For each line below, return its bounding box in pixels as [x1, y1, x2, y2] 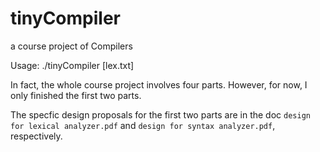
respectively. [10, 130, 63, 142]
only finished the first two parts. [10, 89, 142, 101]
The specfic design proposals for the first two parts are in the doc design [10, 108, 311, 121]
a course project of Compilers [10, 40, 133, 52]
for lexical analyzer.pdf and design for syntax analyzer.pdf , [10, 119, 276, 131]
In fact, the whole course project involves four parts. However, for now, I [10, 78, 308, 91]
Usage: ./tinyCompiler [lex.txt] [10, 59, 135, 71]
